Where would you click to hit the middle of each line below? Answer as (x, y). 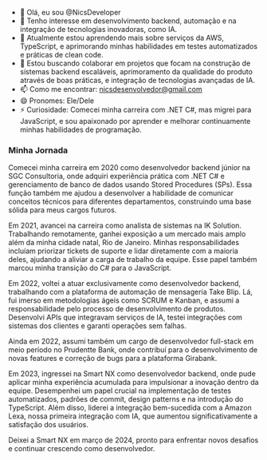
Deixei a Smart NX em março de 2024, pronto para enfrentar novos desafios (133, 440)
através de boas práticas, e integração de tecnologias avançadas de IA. (137, 80)
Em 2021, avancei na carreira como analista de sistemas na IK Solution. (125, 226)
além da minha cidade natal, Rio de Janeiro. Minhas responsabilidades (124, 243)
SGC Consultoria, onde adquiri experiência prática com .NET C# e (116, 176)
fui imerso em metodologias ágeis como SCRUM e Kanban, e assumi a (124, 300)
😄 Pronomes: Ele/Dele (57, 101)
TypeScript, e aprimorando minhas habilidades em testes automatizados (138, 46)
